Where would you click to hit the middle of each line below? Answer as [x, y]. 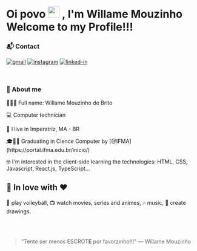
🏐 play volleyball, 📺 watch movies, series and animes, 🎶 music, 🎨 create [96, 202]
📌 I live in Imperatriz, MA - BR [43, 129]
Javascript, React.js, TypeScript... [48, 168]
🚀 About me [24, 89]
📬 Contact [23, 47]
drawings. [19, 211]
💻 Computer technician [36, 115]
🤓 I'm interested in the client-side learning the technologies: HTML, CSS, [97, 162]
